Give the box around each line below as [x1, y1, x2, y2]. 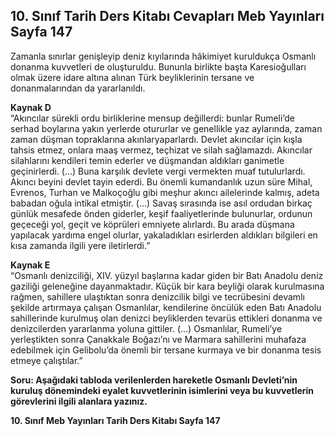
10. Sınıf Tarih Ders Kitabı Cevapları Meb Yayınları [10, 8, 325, 25]
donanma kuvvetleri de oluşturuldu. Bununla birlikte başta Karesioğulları [10, 60, 307, 73]
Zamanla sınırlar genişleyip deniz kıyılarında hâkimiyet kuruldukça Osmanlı [10, 50, 317, 62]
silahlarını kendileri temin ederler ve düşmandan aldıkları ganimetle [10, 154, 285, 166]
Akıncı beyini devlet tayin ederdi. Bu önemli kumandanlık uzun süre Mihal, [10, 175, 313, 188]
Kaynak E [10, 259, 51, 271]
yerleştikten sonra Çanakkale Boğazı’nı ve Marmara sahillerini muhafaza [10, 333, 307, 345]
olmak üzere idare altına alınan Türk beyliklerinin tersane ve [10, 71, 255, 83]
